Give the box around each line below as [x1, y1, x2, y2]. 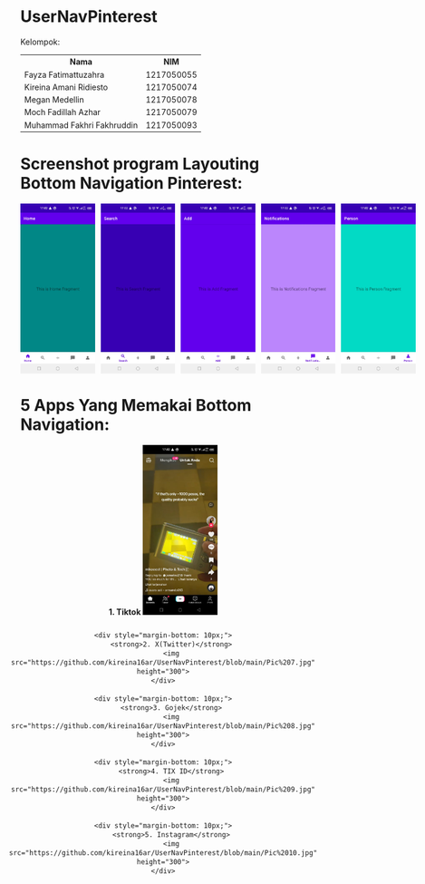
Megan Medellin [24, 94, 85, 105]
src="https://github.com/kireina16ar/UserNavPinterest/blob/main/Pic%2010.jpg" [8, 849, 318, 858]
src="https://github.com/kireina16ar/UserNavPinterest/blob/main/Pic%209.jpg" [10, 785, 316, 794]
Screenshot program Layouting [20, 154, 260, 174]
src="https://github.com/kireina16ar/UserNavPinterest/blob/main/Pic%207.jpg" [10, 658, 316, 667]
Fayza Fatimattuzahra [24, 69, 105, 80]
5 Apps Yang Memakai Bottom [20, 395, 252, 416]
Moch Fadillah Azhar [24, 107, 101, 118]
